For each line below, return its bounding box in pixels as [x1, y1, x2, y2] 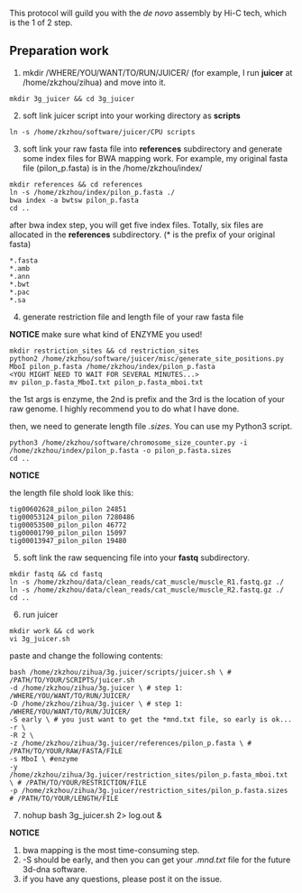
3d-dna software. [22, 863, 87, 874]
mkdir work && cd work [9, 626, 95, 635]
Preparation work [9, 43, 110, 59]
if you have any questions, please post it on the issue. [22, 873, 223, 884]
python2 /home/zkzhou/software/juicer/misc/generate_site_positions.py [9, 354, 284, 364]
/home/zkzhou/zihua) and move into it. [22, 77, 167, 87]
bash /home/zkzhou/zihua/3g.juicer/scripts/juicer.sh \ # [9, 667, 232, 677]
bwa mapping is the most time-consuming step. [22, 844, 200, 855]
